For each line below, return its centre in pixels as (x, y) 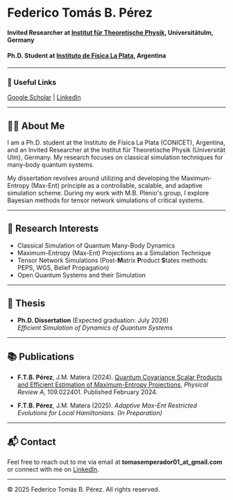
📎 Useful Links (32, 82)
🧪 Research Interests (53, 228)
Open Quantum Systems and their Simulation (81, 275)
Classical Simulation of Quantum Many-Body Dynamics (96, 245)
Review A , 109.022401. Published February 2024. (87, 392)
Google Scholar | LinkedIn (44, 97)
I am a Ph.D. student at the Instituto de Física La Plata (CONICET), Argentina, (116, 143)
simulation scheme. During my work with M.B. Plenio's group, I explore (108, 193)
